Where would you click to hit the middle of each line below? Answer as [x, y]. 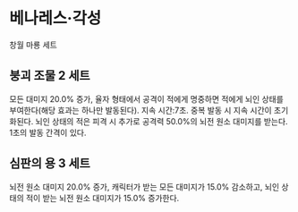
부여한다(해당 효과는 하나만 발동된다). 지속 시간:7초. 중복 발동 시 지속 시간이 [140, 110]
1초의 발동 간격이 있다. [48, 132]
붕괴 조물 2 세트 [50, 76]
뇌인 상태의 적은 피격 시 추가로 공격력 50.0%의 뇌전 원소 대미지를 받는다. [162, 121]
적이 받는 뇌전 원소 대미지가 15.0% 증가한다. [102, 198]
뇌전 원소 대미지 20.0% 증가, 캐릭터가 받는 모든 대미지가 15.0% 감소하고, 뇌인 [145, 187]
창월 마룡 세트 [34, 45]
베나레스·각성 [55, 18]
